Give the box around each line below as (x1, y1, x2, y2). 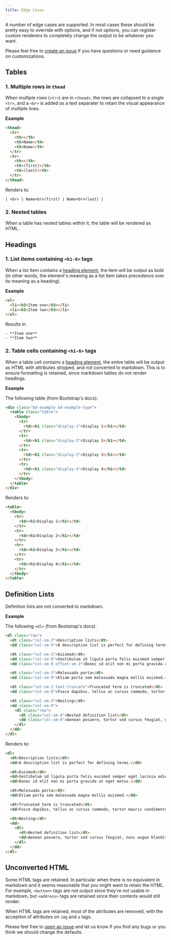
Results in (5, 321, 26, 327)
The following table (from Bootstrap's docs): (5, 395, 98, 401)
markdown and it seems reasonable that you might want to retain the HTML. (5, 882, 165, 888)
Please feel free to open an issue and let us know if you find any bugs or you (5, 924, 166, 930)
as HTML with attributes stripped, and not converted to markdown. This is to (5, 364, 165, 370)
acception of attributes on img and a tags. (5, 914, 92, 920)
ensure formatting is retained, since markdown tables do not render (5, 369, 147, 376)
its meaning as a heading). (5, 278, 61, 284)
